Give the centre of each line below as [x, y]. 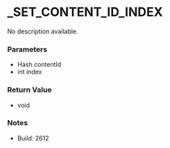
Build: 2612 [33, 138]
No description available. [43, 31]
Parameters [27, 49]
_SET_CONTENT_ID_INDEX [85, 12]
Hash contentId [39, 65]
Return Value [29, 90]
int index [29, 72]
